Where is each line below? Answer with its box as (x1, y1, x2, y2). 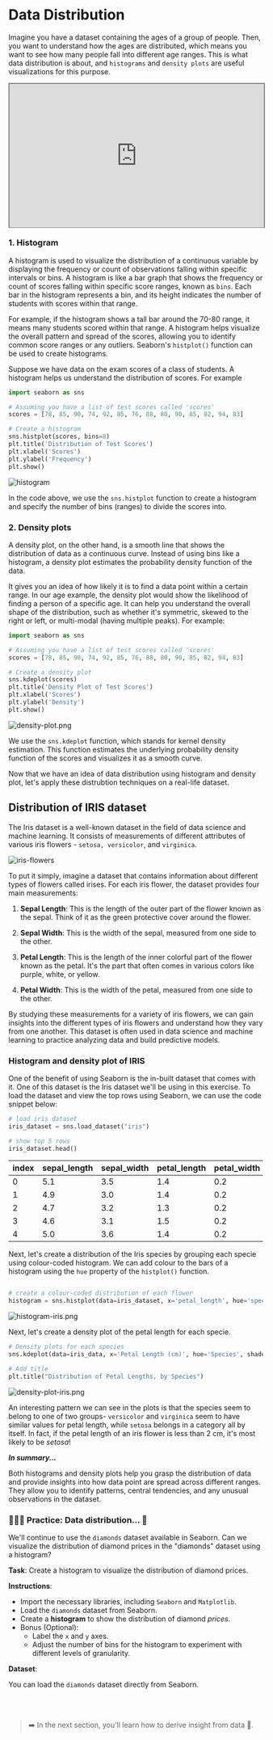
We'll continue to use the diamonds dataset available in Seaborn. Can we (8, 1532, 248, 1542)
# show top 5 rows (8, 1137, 70, 1145)
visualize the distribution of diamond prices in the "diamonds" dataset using (8, 1541, 261, 1551)
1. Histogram (8, 237, 59, 248)
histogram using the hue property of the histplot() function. (8, 1266, 210, 1276)
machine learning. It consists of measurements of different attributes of (8, 831, 246, 841)
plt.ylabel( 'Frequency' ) (8, 455, 92, 463)
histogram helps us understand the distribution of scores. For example (8, 373, 242, 382)
